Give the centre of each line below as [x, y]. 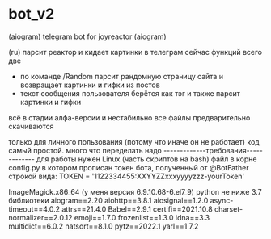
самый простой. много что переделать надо [85, 150]
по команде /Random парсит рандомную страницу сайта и [122, 76]
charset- [229, 209]
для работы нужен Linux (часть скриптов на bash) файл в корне [146, 159]
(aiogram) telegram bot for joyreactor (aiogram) [88, 36]
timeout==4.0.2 [34, 209]
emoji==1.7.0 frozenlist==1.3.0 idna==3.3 [142, 217]
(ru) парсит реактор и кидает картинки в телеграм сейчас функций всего [135, 52]
